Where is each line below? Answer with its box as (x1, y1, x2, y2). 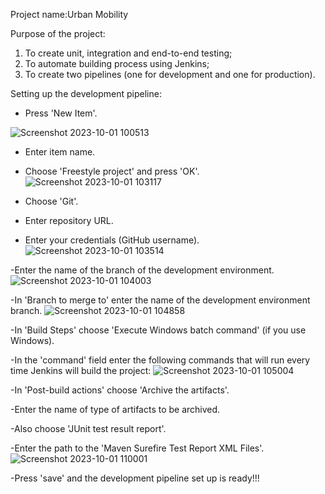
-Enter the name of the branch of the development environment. (10, 264, 275, 276)
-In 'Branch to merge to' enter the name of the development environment (10, 294, 311, 306)
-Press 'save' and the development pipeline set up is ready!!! (10, 472, 260, 484)
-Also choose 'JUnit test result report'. (10, 423, 167, 434)
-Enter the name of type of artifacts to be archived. (10, 404, 221, 415)
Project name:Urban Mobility (10, 9, 129, 20)
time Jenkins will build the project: (10, 365, 152, 376)
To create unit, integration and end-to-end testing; (24, 47, 233, 59)
